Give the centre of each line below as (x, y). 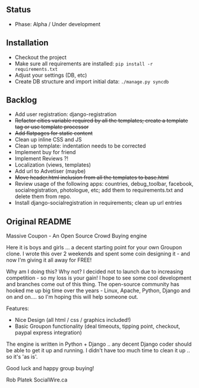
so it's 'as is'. (22, 357)
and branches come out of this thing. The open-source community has (93, 284)
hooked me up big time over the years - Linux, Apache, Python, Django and (98, 290)
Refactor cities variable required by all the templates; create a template (101, 121)
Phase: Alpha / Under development (58, 24)
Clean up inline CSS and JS (48, 140)
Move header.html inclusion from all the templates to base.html (92, 177)
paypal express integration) (48, 333)
